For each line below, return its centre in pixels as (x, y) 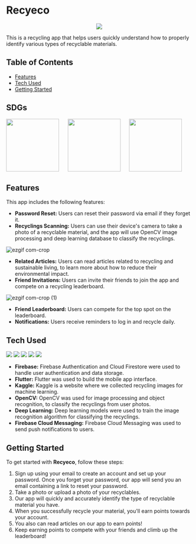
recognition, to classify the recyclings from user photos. (83, 404)
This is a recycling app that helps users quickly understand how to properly (98, 37)
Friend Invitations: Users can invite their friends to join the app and (97, 280)
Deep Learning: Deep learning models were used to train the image (97, 411)
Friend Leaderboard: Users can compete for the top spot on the (93, 309)
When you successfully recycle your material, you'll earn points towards (102, 511)
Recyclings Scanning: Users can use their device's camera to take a (98, 226)
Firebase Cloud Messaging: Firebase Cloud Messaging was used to (98, 423)
